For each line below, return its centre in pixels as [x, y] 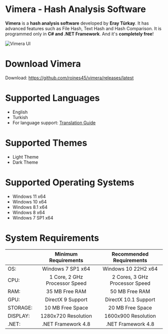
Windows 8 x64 [28, 212]
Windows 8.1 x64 [30, 207]
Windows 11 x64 [29, 196]
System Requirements [52, 238]
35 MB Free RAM [66, 291]
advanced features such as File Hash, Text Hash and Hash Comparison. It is [83, 28]
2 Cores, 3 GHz [130, 277]
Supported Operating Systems [70, 182]
